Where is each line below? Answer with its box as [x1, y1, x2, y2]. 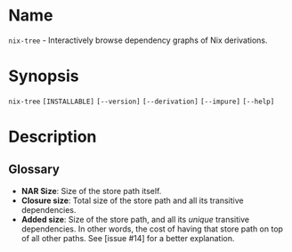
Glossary [8, 162, 60, 177]
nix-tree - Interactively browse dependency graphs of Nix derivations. [8, 35, 268, 45]
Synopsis [8, 66, 79, 86]
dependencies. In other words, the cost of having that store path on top [20, 224, 284, 234]
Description [8, 126, 97, 147]
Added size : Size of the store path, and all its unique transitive [20, 214, 250, 224]
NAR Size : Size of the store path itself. [20, 185, 162, 196]
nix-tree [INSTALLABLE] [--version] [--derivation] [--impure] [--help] [8, 97, 275, 106]
